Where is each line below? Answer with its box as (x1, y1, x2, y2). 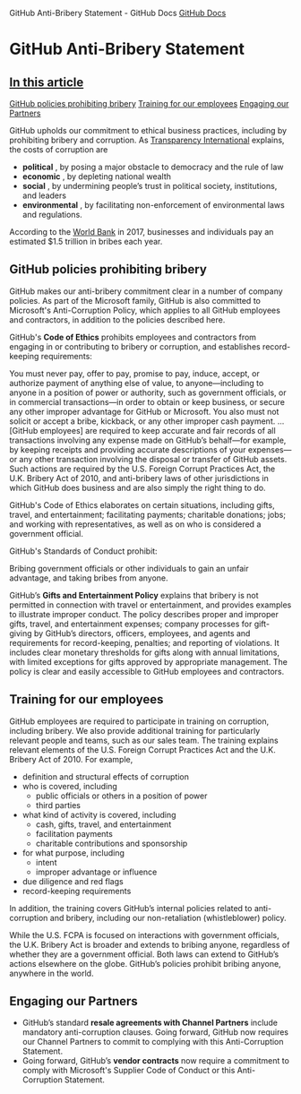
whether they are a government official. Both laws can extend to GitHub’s (9, 949, 279, 960)
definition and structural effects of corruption (21, 771, 190, 782)
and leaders (21, 190, 67, 201)
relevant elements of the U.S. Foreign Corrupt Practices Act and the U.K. (9, 744, 276, 755)
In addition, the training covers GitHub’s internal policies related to (9, 902, 253, 913)
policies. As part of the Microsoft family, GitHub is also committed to (9, 295, 262, 306)
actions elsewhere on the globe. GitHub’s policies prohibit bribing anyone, (9, 958, 281, 969)
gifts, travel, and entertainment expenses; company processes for (9, 618, 253, 629)
